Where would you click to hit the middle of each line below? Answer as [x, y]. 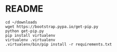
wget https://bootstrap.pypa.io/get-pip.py [52, 27]
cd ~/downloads [21, 22]
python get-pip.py [25, 31]
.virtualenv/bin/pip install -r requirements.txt [59, 44]
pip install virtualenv [30, 35]
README [24, 9]
